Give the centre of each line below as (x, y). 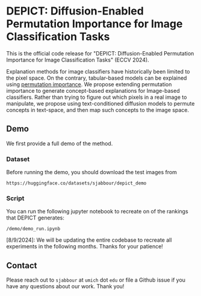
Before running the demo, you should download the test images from (92, 172)
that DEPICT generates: (35, 218)
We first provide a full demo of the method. (60, 143)
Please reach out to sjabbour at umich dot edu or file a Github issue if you (96, 280)
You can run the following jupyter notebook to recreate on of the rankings (97, 212)
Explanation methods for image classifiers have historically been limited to (98, 71)
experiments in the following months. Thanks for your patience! (85, 247)
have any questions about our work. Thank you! (65, 286)
